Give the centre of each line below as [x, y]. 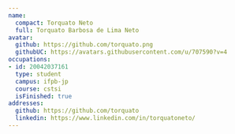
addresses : [26, 103]
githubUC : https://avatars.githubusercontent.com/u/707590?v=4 [121, 52]
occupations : [30, 60]
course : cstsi [38, 89]
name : [17, 15]
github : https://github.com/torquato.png [84, 45]
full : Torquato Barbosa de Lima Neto [77, 30]
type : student [38, 74]
